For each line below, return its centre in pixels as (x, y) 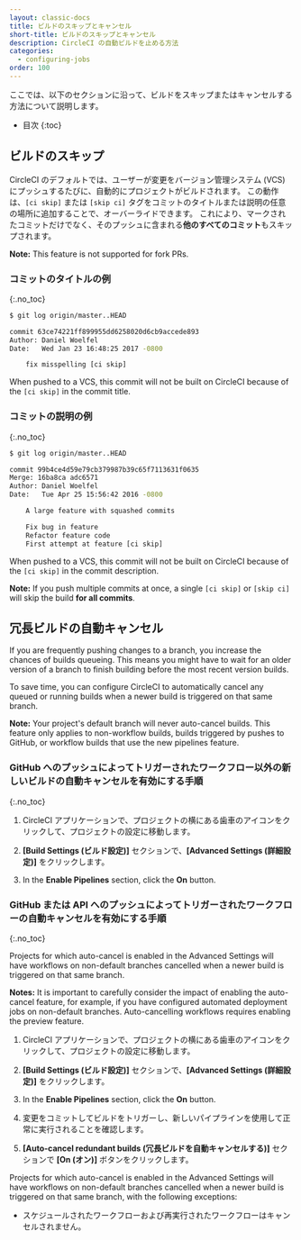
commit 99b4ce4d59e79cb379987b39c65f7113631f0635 (105, 469)
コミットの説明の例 (51, 417)
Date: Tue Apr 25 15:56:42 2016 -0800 (87, 495)
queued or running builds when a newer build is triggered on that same (141, 697)
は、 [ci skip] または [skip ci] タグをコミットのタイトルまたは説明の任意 (148, 202)
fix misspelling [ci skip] (76, 365)
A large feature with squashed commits (100, 511)
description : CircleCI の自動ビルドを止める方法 (94, 43)
